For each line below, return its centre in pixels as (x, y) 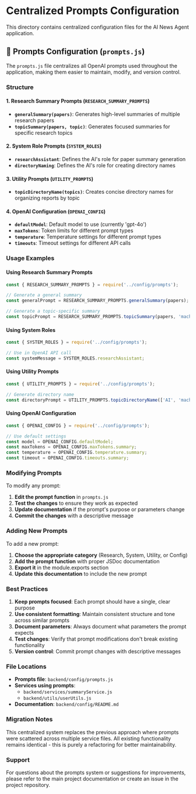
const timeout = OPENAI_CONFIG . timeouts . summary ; (68, 458)
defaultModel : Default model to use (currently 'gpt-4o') (80, 224)
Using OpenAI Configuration (41, 413)
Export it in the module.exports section (62, 567)
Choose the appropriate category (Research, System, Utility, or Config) (101, 555)
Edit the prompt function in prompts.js (62, 497)
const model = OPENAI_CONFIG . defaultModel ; (60, 442)
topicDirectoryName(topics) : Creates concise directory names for (94, 192)
